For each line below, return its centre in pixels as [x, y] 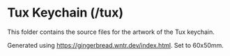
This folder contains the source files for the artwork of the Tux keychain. [111, 32]
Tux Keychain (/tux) [66, 13]
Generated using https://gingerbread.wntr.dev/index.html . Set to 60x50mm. [116, 45]
